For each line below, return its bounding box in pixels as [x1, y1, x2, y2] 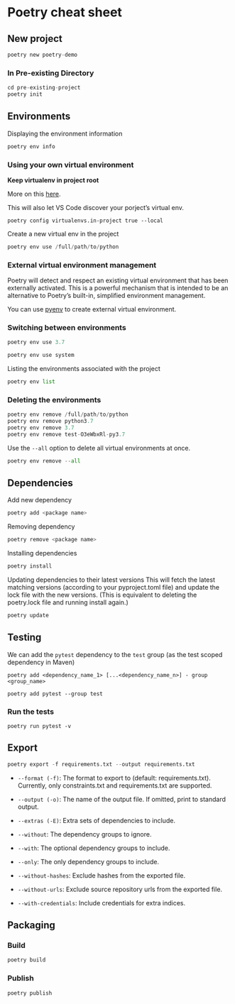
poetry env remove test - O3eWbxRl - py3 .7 [7, 431, 126, 438]
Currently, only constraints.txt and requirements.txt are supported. [17, 781, 212, 790]
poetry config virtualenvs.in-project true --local [7, 217, 163, 224]
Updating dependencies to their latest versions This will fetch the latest [7, 575, 215, 584]
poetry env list [7, 378, 55, 385]
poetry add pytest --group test [7, 690, 103, 697]
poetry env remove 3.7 [7, 424, 75, 431]
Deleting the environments [7, 395, 102, 404]
